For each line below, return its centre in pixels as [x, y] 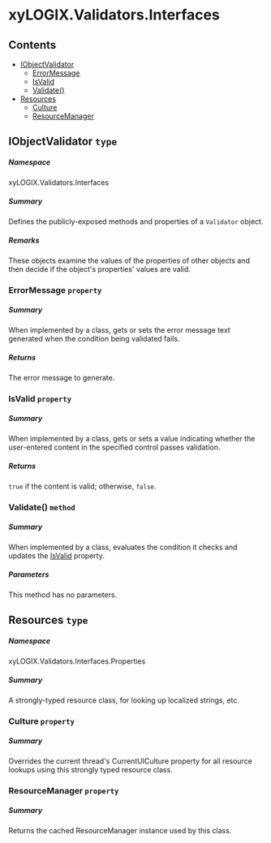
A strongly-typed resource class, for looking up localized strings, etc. [124, 700]
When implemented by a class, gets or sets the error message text [120, 330]
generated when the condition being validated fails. [94, 339]
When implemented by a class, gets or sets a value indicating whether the [132, 439]
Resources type [48, 620]
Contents [32, 45]
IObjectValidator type [63, 142]
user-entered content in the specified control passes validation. [114, 447]
